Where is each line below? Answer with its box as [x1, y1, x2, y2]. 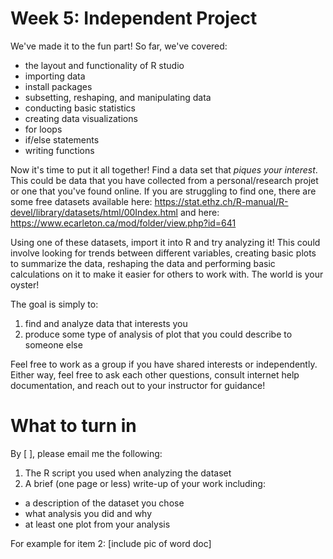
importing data [24, 70, 86, 82]
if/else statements [24, 133, 100, 146]
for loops [24, 123, 63, 135]
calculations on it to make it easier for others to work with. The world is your [10, 268, 324, 280]
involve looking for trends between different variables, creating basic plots [10, 247, 317, 259]
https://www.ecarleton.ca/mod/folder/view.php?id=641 [10, 217, 237, 229]
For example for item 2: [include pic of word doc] [10, 537, 212, 549]
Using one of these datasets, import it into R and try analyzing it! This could [10, 236, 321, 248]
